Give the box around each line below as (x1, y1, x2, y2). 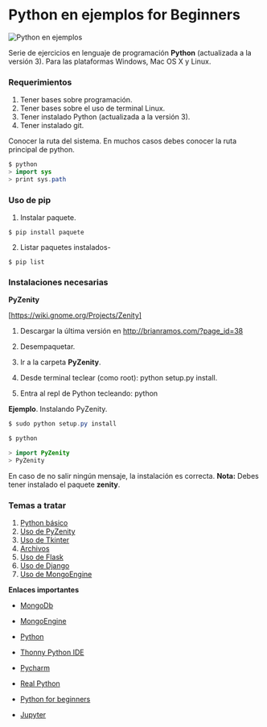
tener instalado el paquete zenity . (8, 480, 121, 489)
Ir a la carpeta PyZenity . (19, 357, 101, 368)
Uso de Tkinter (19, 535, 70, 545)
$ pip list (8, 258, 45, 267)
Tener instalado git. (19, 121, 84, 131)
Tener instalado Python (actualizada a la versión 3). (19, 112, 191, 122)
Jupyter (19, 710, 47, 720)
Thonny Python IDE (19, 647, 84, 658)
